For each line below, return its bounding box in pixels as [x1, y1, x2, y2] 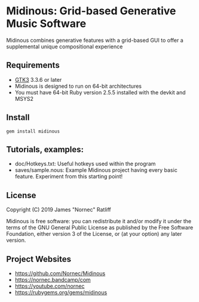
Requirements [6, 60, 60, 70]
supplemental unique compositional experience [6, 43, 123, 50]
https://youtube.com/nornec [14, 282, 85, 289]
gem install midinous [6, 128, 60, 134]
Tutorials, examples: [6, 144, 84, 155]
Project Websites [6, 254, 72, 264]
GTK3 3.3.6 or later [14, 76, 62, 83]
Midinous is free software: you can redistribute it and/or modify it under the [6, 218, 192, 225]
